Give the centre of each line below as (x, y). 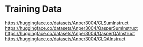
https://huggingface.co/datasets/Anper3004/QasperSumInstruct (71, 28)
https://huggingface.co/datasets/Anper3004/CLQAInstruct (65, 39)
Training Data (34, 9)
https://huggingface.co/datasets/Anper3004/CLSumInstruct (67, 23)
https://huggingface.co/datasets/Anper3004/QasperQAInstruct (70, 33)
